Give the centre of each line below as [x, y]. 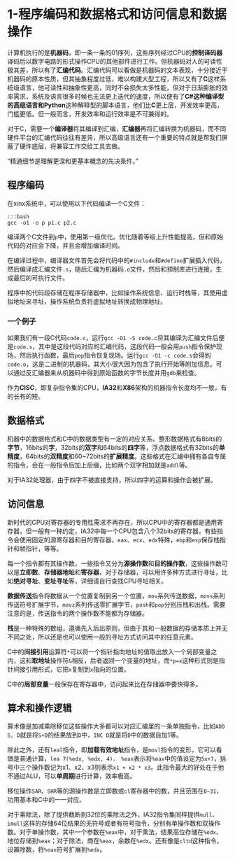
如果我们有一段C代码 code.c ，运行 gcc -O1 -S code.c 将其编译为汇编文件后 [113, 338]
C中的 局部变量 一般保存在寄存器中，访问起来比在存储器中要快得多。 [105, 684]
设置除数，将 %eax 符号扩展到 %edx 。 [57, 850]
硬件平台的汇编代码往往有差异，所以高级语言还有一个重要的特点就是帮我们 [114, 137]
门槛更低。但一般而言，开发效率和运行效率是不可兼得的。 [90, 113]
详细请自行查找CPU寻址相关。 [124, 581]
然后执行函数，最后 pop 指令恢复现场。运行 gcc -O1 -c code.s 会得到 [115, 355]
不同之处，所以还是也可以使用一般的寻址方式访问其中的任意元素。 [102, 637]
